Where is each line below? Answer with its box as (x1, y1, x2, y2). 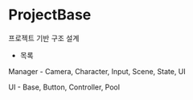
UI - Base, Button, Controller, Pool (8, 82, 121, 92)
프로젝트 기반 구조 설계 (8, 33, 80, 43)
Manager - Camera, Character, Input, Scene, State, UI (8, 66, 187, 76)
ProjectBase (8, 6, 92, 24)
